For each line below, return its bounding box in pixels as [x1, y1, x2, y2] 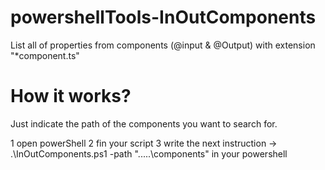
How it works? [10, 85, 132, 108]
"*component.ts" [10, 49, 80, 61]
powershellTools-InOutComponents [10, 6, 317, 29]
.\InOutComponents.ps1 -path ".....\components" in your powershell [10, 147, 288, 160]
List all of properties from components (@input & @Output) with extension [10, 39, 316, 51]
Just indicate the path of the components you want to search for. [10, 117, 278, 130]
